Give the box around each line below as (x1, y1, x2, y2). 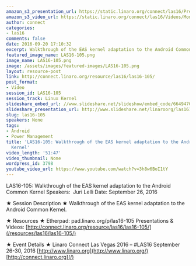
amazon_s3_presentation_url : (6, 8, 77, 15)
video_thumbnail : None (6, 156, 61, 161)
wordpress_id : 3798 (6, 161, 54, 167)
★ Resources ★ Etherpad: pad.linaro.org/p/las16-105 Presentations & (6, 217, 174, 224)
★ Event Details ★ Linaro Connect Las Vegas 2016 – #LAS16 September (6, 241, 180, 248)
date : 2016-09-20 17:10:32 (6, 42, 72, 47)
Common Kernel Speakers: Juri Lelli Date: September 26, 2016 (6, 188, 157, 195)
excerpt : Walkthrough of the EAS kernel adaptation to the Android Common (6, 47, 192, 53)
